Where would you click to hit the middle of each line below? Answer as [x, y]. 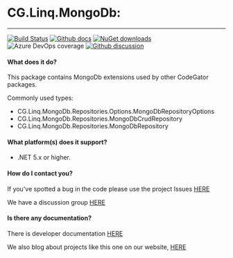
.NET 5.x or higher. [44, 157]
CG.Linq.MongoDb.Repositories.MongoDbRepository [93, 126]
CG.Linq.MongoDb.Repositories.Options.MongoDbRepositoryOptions [116, 112]
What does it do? [32, 62]
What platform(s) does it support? [57, 142]
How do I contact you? [40, 173]
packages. [22, 85]
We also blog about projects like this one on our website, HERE [97, 247]
